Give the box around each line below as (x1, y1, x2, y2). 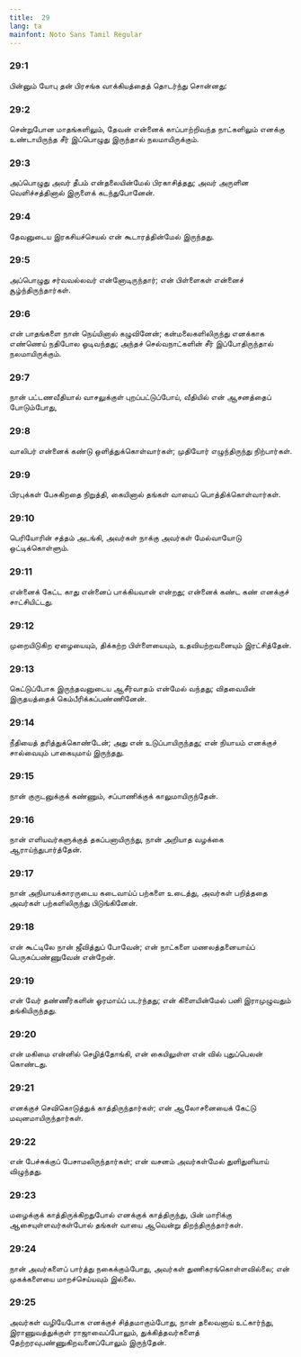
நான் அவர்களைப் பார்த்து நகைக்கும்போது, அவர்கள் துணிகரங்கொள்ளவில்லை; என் (9, 1262, 290, 1274)
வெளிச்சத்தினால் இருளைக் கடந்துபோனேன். (9, 187, 155, 198)
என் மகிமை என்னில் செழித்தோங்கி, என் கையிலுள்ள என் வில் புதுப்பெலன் (9, 1048, 263, 1059)
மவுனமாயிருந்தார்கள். (9, 1112, 84, 1123)
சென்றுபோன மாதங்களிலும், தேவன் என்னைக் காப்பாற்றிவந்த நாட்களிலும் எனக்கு (9, 123, 285, 134)
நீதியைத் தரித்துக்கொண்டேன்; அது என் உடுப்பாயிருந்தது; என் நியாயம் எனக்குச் (9, 737, 277, 747)
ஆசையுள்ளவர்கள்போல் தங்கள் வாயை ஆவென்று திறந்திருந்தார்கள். (9, 1219, 243, 1230)
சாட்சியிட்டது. (9, 596, 54, 607)
